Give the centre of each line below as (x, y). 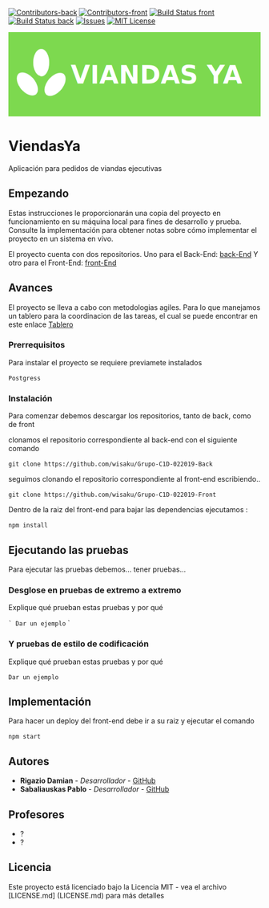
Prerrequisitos (37, 345)
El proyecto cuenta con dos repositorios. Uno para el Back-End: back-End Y (133, 254)
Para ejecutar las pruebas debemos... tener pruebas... (97, 569)
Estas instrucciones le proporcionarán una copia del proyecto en (115, 213)
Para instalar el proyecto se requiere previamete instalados (105, 362)
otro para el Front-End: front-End (62, 263)
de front (22, 425)
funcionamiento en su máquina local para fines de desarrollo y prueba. (125, 222)
